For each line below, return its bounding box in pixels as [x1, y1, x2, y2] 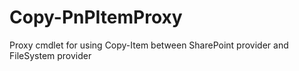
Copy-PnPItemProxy [9, 6, 183, 29]
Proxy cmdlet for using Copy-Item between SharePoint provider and [9, 39, 289, 51]
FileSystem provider [9, 49, 92, 61]
